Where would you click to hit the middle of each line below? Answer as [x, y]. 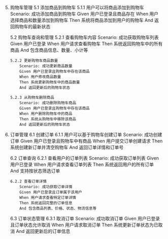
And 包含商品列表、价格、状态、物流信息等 [58, 208]
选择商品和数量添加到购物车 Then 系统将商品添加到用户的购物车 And [81, 20]
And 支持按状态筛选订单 [35, 171]
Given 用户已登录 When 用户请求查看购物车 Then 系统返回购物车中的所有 [86, 44]
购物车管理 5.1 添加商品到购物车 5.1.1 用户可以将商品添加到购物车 [77, 7]
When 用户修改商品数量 [40, 77]
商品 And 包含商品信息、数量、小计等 [49, 50]
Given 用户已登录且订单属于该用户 [51, 192]
